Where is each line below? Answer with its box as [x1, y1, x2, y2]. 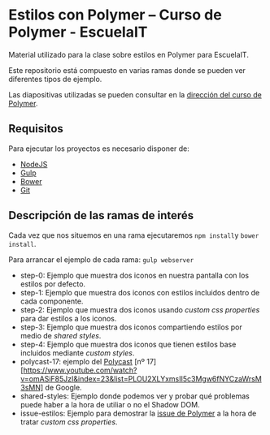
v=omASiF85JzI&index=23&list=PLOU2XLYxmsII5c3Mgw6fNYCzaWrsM [20, 373, 262, 383]
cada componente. [20, 296, 84, 306]
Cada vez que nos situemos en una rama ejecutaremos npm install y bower [8, 230, 259, 240]
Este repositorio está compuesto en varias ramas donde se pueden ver [8, 65, 246, 75]
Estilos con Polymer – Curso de [8, 6, 222, 24]
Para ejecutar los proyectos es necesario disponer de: [8, 144, 189, 153]
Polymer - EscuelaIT [8, 23, 148, 41]
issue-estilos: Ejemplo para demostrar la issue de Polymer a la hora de [20, 408, 257, 418]
